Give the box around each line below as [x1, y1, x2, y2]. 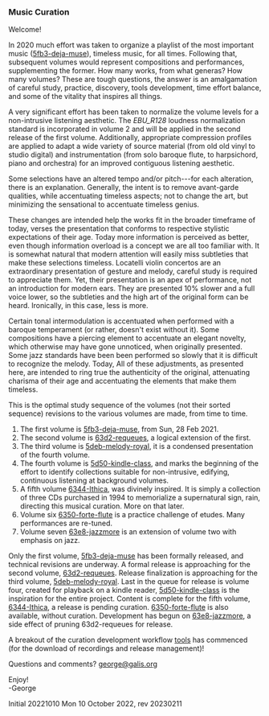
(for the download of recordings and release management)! [8, 644, 205, 653]
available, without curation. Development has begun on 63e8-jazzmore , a [8, 611, 251, 621]
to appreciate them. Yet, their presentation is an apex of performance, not [8, 275, 252, 285]
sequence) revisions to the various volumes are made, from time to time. [8, 409, 248, 418]
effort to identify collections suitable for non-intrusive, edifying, [19, 467, 230, 477]
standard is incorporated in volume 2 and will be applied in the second [8, 124, 241, 134]
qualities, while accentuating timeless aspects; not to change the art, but [8, 191, 249, 201]
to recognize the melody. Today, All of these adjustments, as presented [8, 359, 244, 368]
